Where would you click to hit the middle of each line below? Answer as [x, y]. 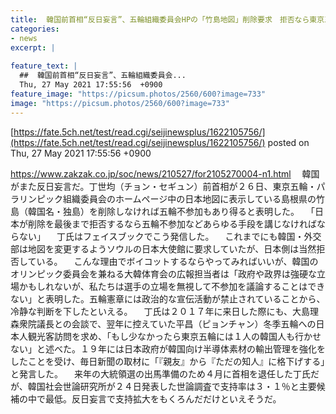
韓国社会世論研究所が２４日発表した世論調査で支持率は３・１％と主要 [172, 386]
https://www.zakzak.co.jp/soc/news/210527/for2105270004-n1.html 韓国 [165, 173]
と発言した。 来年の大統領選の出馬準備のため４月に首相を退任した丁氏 [160, 373]
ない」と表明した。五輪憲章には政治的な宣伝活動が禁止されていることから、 [168, 298]
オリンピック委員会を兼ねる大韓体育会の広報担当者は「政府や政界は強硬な [163, 273]
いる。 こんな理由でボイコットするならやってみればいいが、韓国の [177, 261]
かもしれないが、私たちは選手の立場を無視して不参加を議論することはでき [172, 286]
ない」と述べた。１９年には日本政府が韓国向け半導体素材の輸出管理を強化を [168, 348]
